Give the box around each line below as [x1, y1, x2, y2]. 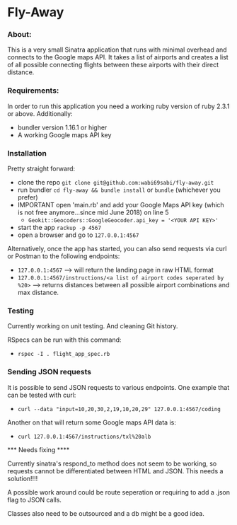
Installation [7, 148, 47, 158]
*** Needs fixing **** [7, 445, 70, 454]
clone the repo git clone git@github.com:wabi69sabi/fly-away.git [17, 178, 214, 187]
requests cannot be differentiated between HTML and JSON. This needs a [7, 466, 224, 475]
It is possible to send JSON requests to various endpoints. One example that [7, 383, 230, 391]
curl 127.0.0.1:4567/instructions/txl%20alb [17, 433, 151, 440]
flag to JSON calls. [7, 495, 62, 504]
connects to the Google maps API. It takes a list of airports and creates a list [7, 53, 229, 62]
